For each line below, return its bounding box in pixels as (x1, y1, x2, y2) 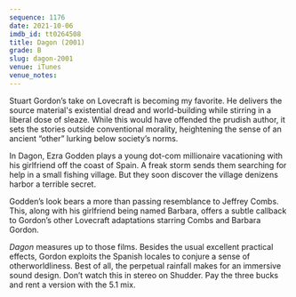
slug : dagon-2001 (9, 54, 74, 63)
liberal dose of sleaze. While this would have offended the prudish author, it (9, 114, 286, 124)
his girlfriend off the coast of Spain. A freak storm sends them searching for (9, 159, 287, 170)
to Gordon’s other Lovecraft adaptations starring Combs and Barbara (9, 214, 261, 225)
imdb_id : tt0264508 (9, 29, 82, 38)
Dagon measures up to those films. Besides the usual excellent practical (9, 241, 274, 252)
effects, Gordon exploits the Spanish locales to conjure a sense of (9, 251, 251, 261)
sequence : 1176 (9, 12, 66, 22)
